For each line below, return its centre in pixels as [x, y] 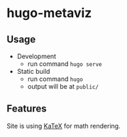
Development [37, 56]
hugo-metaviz [49, 13]
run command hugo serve [65, 64]
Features [27, 109]
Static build [33, 71]
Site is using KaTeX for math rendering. [64, 126]
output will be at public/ [63, 86]
